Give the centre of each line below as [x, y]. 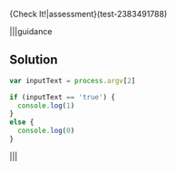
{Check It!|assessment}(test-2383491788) [88, 14]
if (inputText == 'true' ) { [63, 97]
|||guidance [31, 31]
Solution [34, 60]
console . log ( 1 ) [46, 105]
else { [22, 122]
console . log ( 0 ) [46, 131]
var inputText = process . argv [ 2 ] [73, 81]
